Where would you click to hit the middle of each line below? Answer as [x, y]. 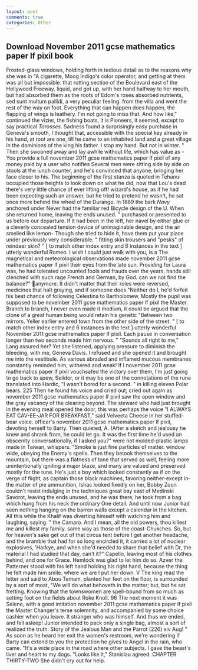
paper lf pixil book [40, 56]
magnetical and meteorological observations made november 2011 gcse [93, 258]
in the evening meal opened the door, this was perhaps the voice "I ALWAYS [99, 409]
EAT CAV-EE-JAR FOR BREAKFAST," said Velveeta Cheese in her [85, 416]
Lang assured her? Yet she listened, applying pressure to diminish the [90, 347]
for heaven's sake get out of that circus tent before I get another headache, [98, 535]
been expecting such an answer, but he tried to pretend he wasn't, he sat [95, 196]
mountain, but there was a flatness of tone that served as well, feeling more [98, 459]
